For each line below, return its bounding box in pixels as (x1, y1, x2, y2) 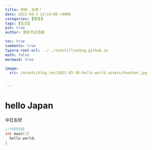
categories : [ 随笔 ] (5, 16, 43, 21)
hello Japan (5, 100, 54, 111)
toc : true (5, 39, 25, 44)
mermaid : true (5, 57, 34, 62)
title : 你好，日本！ (5, 7, 43, 12)
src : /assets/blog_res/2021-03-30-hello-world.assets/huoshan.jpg (9, 71, 148, 75)
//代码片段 (5, 127, 24, 132)
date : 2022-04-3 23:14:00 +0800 (5, 12, 71, 17)
